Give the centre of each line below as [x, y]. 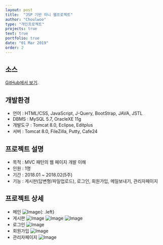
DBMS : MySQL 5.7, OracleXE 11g [47, 119]
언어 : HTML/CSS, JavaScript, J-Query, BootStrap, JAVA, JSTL [77, 113]
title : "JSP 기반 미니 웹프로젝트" [39, 15]
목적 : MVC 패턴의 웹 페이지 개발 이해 [49, 162]
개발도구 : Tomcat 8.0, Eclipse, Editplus [53, 125]
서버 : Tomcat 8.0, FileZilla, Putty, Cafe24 [55, 131]
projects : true [21, 29]
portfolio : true [22, 39]
